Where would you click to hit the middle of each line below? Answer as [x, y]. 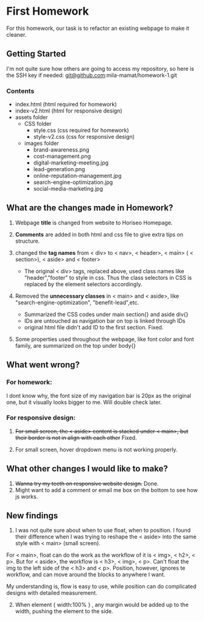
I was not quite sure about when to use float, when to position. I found [103, 531]
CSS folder [38, 124]
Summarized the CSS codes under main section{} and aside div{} [106, 314]
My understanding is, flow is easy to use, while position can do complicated [101, 586]
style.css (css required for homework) [81, 130]
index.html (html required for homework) [66, 105]
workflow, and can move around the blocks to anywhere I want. [86, 575]
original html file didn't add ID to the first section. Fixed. [94, 327]
